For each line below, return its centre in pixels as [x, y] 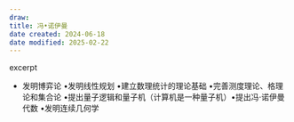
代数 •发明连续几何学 [60, 109]
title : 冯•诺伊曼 [39, 26]
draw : [19, 17]
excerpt [23, 68]
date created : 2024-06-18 [57, 34]
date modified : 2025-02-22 [59, 42]
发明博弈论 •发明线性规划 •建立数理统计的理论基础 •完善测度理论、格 [149, 86]
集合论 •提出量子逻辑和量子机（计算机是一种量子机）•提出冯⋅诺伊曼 [161, 97]
